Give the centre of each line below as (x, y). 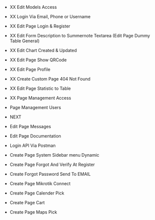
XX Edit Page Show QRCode (38, 60)
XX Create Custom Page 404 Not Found (50, 79)
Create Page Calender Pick (37, 193)
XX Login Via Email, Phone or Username (50, 16)
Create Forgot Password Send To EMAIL (50, 174)
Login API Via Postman (33, 145)
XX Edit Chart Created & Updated (43, 50)
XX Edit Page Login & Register (40, 26)
